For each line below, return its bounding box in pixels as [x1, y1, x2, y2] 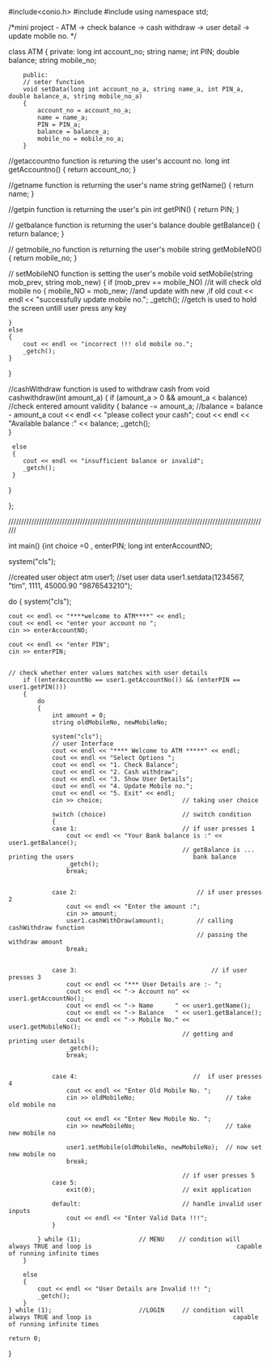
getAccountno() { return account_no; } [8, 165, 137, 174]
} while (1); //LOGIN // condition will [8, 1306, 244, 1314]
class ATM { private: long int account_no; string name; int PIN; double [8, 47, 240, 56]
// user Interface [51, 740, 114, 748]
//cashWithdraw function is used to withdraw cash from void [8, 384, 210, 393]
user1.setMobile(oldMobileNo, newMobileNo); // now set [66, 1143, 263, 1152]
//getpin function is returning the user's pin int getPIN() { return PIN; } [8, 205, 240, 214]
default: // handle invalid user [51, 1200, 263, 1208]
